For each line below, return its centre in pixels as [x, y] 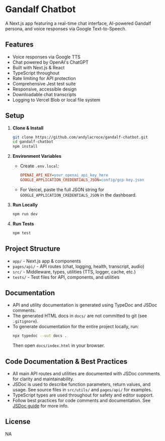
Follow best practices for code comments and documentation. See [81, 400]
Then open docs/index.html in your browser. [59, 345]
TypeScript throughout [36, 73]
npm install [25, 147]
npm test [22, 233]
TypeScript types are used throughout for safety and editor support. [83, 395]
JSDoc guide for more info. [40, 406]
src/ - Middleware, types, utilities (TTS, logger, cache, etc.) [74, 272]
